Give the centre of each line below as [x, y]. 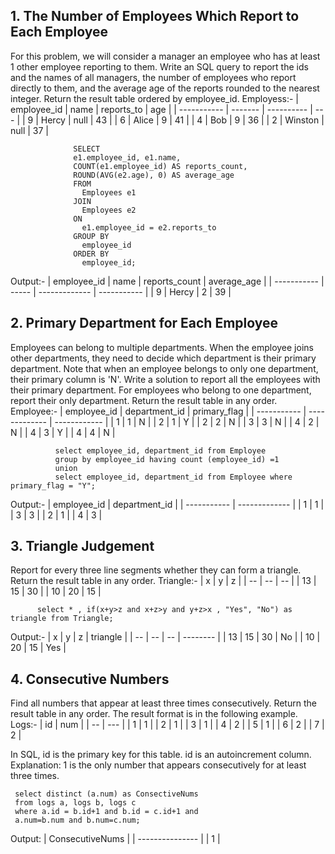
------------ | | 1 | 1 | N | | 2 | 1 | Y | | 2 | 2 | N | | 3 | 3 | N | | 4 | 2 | [187, 421]
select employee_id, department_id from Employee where [173, 477]
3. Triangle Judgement [82, 546]
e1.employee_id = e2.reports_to [149, 227]
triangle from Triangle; [62, 619]
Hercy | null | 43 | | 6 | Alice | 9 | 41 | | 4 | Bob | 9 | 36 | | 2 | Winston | [182, 120]
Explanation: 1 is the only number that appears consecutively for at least [158, 765]
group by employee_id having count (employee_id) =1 [167, 459]
